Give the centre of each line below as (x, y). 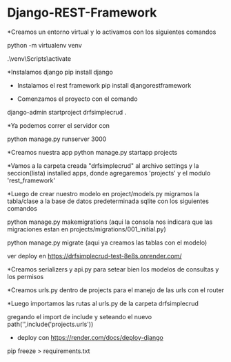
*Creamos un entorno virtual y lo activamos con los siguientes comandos (112, 32)
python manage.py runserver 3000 (57, 139)
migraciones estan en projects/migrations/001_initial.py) (87, 229)
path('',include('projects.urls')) (50, 324)
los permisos (26, 276)
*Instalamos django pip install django (60, 72)
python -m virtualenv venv (45, 45)
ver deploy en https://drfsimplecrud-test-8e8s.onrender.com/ (94, 256)
